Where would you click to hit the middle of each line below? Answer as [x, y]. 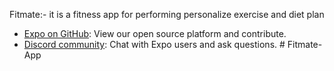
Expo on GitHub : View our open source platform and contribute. [155, 33]
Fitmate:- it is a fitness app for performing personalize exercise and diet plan [167, 14]
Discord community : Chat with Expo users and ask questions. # [154, 44]
